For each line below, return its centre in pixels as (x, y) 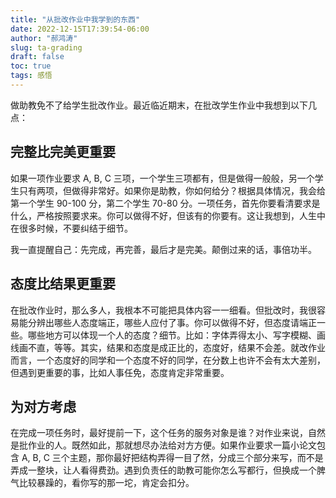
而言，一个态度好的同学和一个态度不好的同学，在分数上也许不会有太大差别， (168, 360)
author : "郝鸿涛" (44, 38)
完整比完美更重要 (63, 152)
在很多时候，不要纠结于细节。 (71, 228)
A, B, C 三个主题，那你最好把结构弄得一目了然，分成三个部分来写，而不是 (172, 458)
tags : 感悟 (31, 76)
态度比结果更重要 (63, 284)
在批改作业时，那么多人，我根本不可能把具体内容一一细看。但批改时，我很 (163, 310)
